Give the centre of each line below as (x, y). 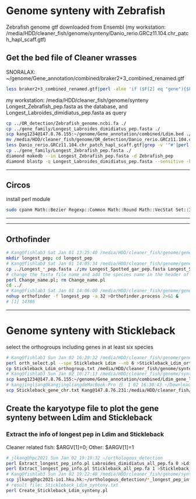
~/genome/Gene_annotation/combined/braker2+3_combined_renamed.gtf (95, 78)
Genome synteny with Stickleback (91, 331)
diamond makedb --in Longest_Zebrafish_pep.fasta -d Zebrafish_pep (90, 156)
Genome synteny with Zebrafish (86, 11)
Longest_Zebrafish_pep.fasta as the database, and (67, 106)
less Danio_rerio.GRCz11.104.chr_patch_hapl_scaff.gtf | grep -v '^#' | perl (98, 145)
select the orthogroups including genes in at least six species (80, 347)
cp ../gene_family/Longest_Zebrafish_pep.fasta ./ (69, 151)
